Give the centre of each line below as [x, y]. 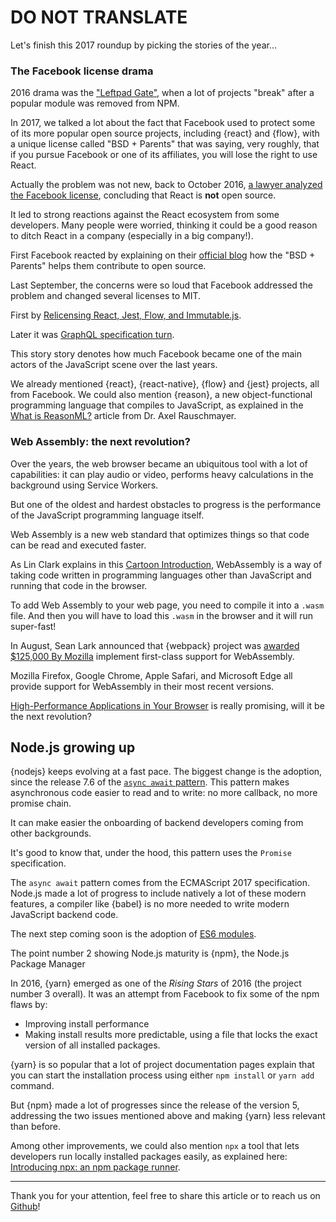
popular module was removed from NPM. [95, 103]
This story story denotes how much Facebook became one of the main [156, 354]
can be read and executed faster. [78, 545]
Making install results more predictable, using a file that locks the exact [171, 1035]
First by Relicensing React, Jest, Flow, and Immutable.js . [126, 315]
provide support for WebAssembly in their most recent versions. [142, 686]
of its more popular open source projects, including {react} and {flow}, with [165, 133]
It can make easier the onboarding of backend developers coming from [157, 823]
